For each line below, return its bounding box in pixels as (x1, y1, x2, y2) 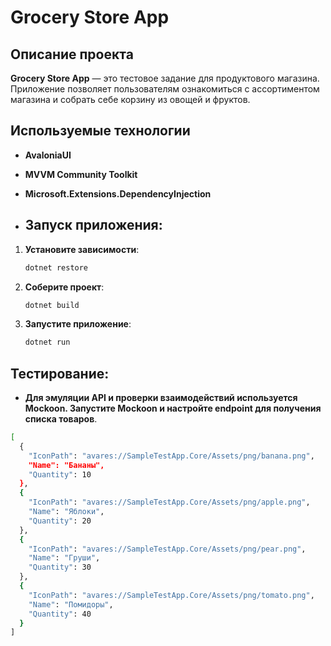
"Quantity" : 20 (28, 516, 92, 526)
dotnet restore (24, 262, 89, 273)
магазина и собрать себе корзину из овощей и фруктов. (10, 94, 251, 105)
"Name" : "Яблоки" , (28, 507, 105, 517)
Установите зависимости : (24, 243, 140, 255)
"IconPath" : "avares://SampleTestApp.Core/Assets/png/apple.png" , (28, 497, 311, 508)
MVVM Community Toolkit (24, 168, 138, 180)
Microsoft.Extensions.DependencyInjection (24, 187, 212, 200)
